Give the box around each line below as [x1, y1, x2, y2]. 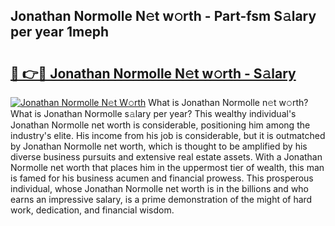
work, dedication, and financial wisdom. [10, 204, 175, 216]
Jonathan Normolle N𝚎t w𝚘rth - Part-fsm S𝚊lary [10, 8, 317, 25]
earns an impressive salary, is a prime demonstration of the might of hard [10, 194, 313, 205]
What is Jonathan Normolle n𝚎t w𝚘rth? [148, 97, 309, 108]
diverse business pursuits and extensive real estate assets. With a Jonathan [10, 151, 323, 163]
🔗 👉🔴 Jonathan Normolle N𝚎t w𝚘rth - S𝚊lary [10, 65, 297, 82]
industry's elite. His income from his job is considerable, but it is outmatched [10, 130, 326, 141]
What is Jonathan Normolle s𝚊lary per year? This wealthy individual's [10, 108, 297, 119]
